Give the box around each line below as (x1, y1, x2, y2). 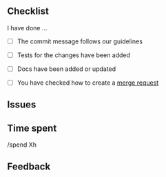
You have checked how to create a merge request (17, 79, 159, 87)
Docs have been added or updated (17, 65, 116, 73)
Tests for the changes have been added (17, 51, 131, 59)
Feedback (7, 160, 51, 172)
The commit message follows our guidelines (17, 37, 143, 45)
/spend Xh (7, 140, 37, 149)
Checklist (7, 6, 50, 17)
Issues (7, 99, 37, 111)
